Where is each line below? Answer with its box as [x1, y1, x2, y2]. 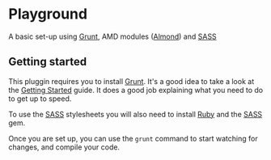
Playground [8, 5, 87, 23]
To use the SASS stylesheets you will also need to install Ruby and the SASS [8, 109, 263, 119]
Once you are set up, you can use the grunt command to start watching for [8, 133, 258, 143]
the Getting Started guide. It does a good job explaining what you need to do [8, 85, 264, 95]
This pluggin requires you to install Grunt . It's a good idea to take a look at [8, 76, 255, 86]
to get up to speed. [8, 94, 72, 103]
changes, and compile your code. [8, 142, 120, 152]
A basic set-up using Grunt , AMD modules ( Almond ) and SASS [8, 32, 217, 41]
